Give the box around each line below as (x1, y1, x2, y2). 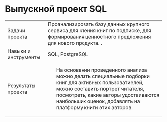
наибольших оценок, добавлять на (56, 98, 140, 105)
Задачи (7, 27, 26, 34)
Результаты (7, 82, 36, 89)
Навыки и (7, 47, 31, 54)
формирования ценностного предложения (47, 33, 151, 40)
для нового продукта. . (47, 39, 103, 46)
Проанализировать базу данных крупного (47, 21, 150, 28)
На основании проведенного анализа (56, 66, 147, 73)
